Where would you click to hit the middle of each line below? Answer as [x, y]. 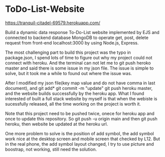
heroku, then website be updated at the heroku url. [57, 124]
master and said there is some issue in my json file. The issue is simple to [80, 68]
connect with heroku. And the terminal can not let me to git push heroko [78, 63]
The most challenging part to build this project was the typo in [68, 52]
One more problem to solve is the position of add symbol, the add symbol [80, 133]
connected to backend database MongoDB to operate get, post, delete [77, 38]
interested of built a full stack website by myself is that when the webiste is [81, 98]
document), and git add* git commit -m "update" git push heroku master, [79, 88]
